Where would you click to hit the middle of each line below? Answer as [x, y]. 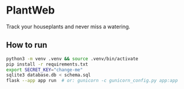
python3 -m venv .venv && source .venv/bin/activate [72, 59]
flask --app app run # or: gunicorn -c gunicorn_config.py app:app [92, 81]
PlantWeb [30, 10]
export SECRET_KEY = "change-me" [45, 70]
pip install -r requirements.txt [47, 64]
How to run [27, 45]
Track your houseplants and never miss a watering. [68, 27]
